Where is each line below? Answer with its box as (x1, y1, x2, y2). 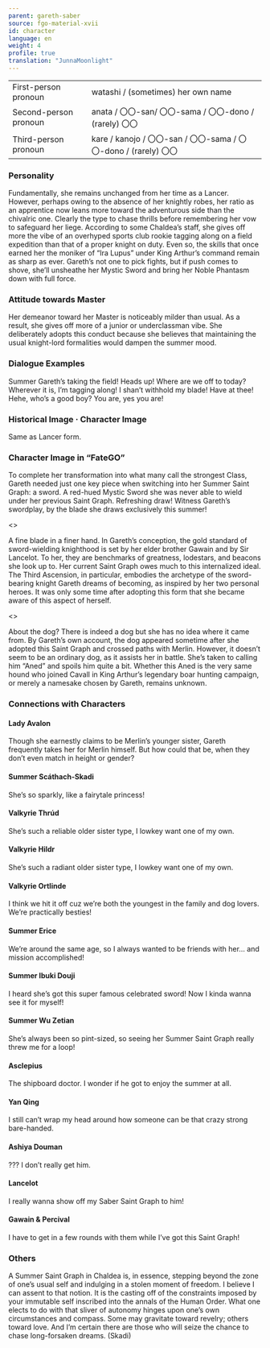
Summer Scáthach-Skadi (8, 772, 95, 782)
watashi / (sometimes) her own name (91, 86, 232, 97)
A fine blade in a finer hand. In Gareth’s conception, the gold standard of (8, 536, 247, 545)
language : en (8, 34, 52, 43)
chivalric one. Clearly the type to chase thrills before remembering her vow (8, 214, 257, 224)
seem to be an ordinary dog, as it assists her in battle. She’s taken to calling (8, 653, 258, 662)
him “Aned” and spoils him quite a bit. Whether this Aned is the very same (8, 662, 252, 671)
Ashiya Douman (8, 1142, 63, 1151)
